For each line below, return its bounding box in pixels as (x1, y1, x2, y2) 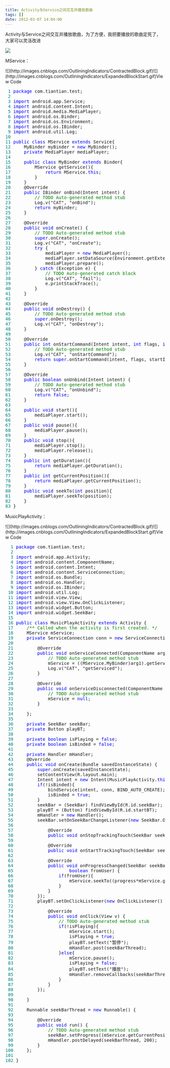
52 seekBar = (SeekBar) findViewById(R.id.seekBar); (8, 802, 163, 808)
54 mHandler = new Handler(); (8, 813, 104, 818)
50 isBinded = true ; (8, 792, 91, 798)
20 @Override (5, 185, 48, 190)
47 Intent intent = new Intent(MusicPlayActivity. (8, 777, 158, 783)
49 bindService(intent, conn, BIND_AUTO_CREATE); (8, 787, 165, 793)
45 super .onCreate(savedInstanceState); (8, 767, 131, 773)
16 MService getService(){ (5, 164, 94, 170)
